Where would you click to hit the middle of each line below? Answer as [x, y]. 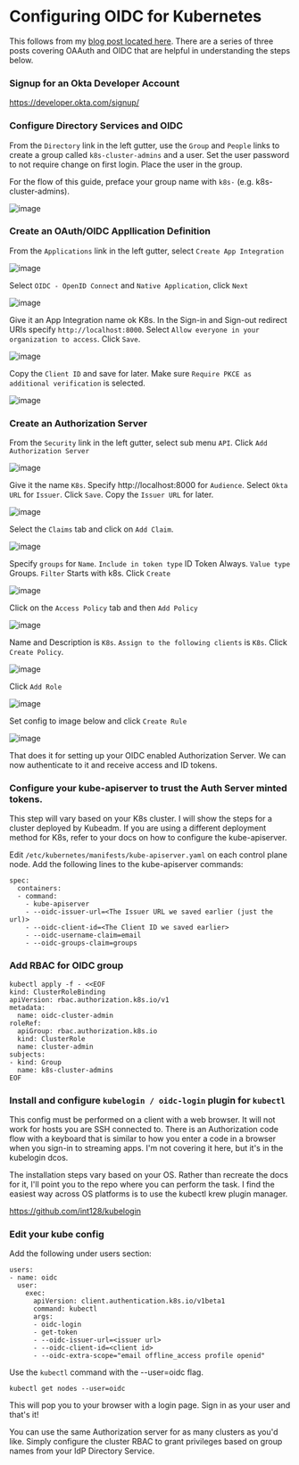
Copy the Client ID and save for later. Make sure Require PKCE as [131, 373]
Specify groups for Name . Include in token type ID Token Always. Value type [150, 564]
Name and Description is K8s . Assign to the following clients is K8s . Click [148, 642]
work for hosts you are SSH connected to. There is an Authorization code [144, 1130]
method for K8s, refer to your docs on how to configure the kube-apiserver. [148, 838]
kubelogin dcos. [39, 1158]
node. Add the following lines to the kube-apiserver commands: [126, 865]
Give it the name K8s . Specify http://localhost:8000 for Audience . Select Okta [149, 485]
